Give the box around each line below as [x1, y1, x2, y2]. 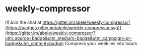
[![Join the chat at [5, 19, 42, 25]
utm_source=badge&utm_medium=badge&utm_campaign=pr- [5, 35, 132, 41]
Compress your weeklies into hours [65, 40, 138, 46]
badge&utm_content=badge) [5, 40, 64, 46]
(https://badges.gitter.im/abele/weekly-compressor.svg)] [5, 24, 122, 30]
